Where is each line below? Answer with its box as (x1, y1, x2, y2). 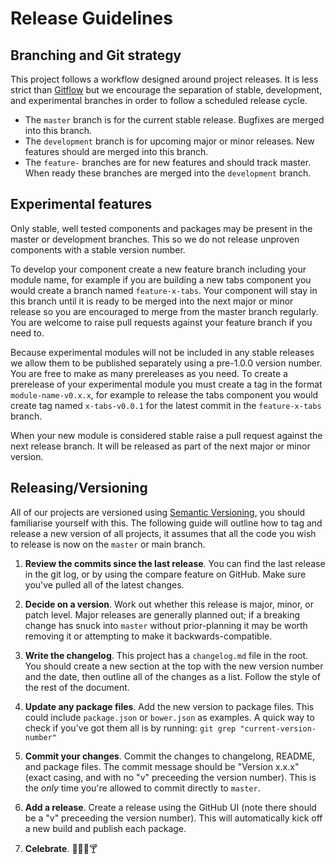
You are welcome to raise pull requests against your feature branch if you (10, 316, 313, 328)
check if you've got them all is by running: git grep (24, 722, 237, 734)
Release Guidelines (10, 7, 173, 30)
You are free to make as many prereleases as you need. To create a (10, 367, 288, 379)
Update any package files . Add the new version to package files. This (24, 700, 315, 712)
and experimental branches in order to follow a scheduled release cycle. (10, 95, 308, 106)
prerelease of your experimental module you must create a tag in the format (10, 378, 323, 390)
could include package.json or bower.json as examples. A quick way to (24, 711, 315, 723)
